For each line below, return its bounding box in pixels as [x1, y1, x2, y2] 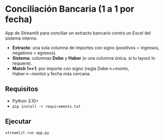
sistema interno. [5, 35, 38, 41]
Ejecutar [5, 117, 31, 126]
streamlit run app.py [5, 130, 50, 135]
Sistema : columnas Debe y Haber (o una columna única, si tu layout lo [12, 55, 156, 61]
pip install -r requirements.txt [12, 104, 81, 109]
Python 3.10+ [12, 98, 39, 104]
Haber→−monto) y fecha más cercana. [12, 70, 91, 76]
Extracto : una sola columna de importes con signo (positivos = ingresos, [12, 45, 160, 50]
